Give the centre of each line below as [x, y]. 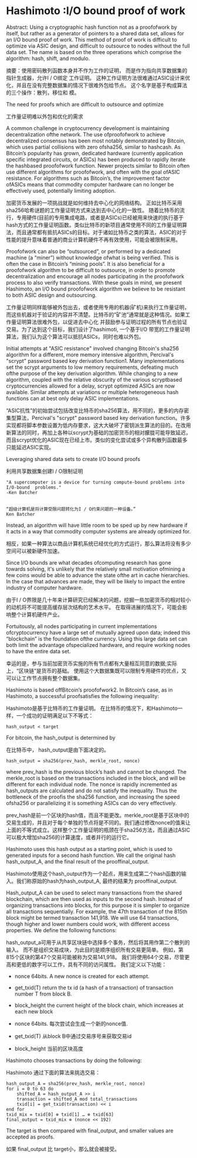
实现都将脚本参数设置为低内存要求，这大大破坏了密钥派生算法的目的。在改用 [98, 425]
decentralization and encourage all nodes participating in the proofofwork [95, 276]
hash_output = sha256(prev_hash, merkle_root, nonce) [73, 761]
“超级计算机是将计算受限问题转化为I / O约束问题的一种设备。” [71, 509]
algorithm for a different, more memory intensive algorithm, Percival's [90, 355]
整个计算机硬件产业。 [37, 614]
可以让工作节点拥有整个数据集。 [45, 678]
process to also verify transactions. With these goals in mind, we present [94, 282]
